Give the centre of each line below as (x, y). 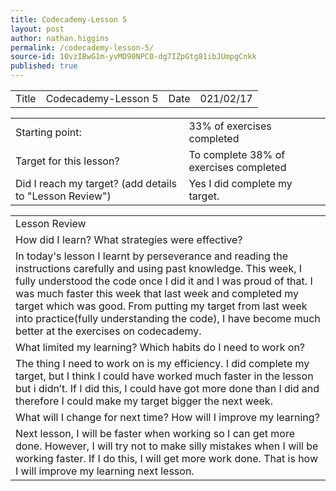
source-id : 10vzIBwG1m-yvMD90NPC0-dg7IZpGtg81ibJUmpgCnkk (133, 57)
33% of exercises (230, 126)
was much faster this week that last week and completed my (157, 293)
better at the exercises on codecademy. (108, 331)
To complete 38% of (237, 154)
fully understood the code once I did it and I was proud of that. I (164, 281)
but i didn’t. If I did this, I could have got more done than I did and (167, 388)
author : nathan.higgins (60, 38)
